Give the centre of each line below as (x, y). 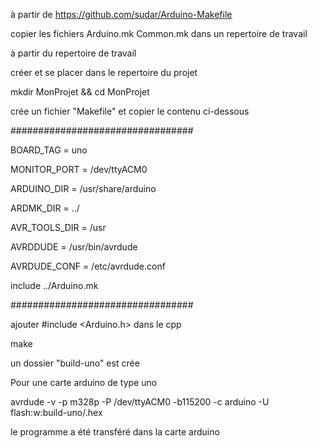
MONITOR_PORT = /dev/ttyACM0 (79, 169)
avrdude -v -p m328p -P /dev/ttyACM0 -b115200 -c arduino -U (140, 402)
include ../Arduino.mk (54, 285)
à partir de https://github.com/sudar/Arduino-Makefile (121, 14)
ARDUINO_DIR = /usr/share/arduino (83, 188)
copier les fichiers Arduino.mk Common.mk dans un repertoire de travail (159, 33)
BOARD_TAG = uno (49, 150)
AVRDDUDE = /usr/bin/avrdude (74, 247)
